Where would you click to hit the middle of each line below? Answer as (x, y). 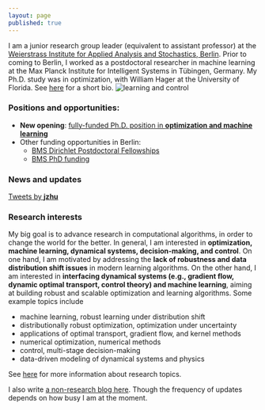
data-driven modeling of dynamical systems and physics (112, 359)
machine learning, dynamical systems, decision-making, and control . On (130, 251)
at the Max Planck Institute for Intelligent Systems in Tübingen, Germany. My (132, 70)
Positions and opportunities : (64, 108)
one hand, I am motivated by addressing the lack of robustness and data (127, 260)
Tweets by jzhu (33, 197)
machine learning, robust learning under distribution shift (112, 317)
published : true (35, 23)
